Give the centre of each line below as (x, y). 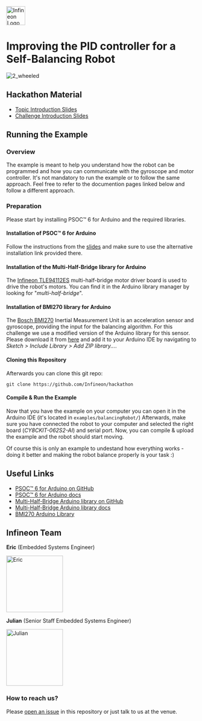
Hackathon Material (44, 95)
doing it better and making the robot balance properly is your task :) (90, 454)
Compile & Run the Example (42, 398)
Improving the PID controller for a (91, 46)
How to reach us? (32, 698)
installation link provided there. (44, 253)
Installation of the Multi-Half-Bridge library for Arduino (76, 267)
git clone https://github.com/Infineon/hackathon (70, 384)
